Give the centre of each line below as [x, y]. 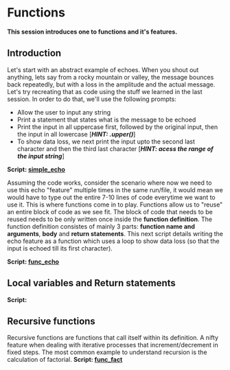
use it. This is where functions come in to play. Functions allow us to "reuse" [115, 205]
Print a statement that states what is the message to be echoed [106, 119]
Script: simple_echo [36, 169]
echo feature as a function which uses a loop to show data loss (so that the [113, 241]
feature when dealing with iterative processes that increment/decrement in [113, 345]
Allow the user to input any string [64, 112]
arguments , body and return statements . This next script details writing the [115, 233]
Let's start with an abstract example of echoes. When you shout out [103, 69]
